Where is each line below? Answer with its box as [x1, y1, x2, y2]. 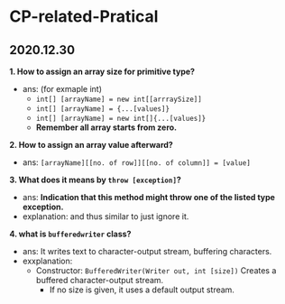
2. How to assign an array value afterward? [9, 140, 173, 150]
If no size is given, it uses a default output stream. [49, 284, 234, 295]
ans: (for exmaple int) [22, 84, 102, 94]
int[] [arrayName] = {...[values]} [35, 105, 170, 114]
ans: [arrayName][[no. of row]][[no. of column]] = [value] [22, 157, 251, 168]
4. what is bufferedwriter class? [9, 228, 132, 239]
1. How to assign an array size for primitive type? [9, 66, 196, 77]
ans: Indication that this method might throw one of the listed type [22, 192, 275, 202]
